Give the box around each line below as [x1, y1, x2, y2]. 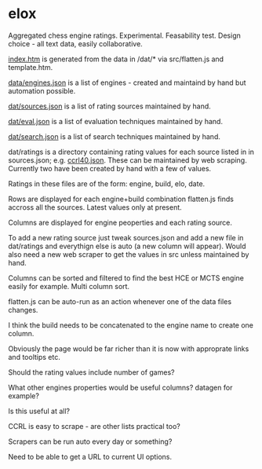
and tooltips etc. [8, 352, 60, 361]
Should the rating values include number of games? [8, 367, 175, 377]
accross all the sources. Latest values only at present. [8, 202, 182, 212]
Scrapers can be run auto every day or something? [8, 437, 173, 446]
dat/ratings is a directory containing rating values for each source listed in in [8, 147, 255, 156]
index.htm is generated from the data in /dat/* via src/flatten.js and [8, 54, 224, 64]
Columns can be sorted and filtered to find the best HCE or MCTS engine [8, 273, 245, 283]
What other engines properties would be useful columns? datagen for [8, 383, 233, 392]
